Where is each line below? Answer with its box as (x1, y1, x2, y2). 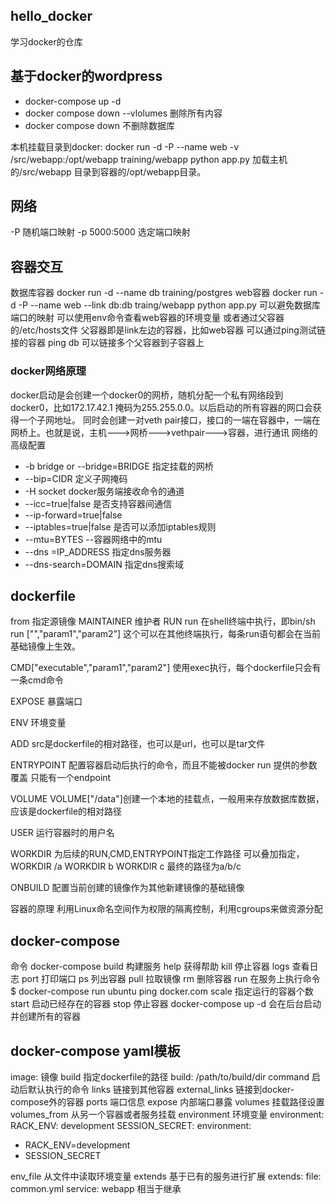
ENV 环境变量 (10, 717, 67, 729)
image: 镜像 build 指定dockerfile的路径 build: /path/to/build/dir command (10, 1070, 310, 1083)
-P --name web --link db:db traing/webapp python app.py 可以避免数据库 (18, 299, 321, 311)
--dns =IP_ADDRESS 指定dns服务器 (24, 545, 172, 558)
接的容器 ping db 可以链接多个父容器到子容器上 (10, 337, 205, 349)
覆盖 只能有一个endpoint (10, 772, 112, 784)
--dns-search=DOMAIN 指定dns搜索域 (24, 558, 185, 570)
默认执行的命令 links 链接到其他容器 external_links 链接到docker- (27, 1083, 295, 1095)
